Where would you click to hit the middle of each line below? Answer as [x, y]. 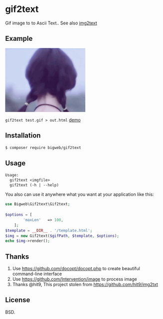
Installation [23, 136]
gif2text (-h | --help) [34, 185]
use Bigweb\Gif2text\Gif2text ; [38, 204]
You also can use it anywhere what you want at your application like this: [80, 194]
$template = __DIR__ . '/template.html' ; [49, 230]
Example [19, 39]
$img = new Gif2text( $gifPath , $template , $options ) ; [62, 236]
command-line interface [37, 274]
